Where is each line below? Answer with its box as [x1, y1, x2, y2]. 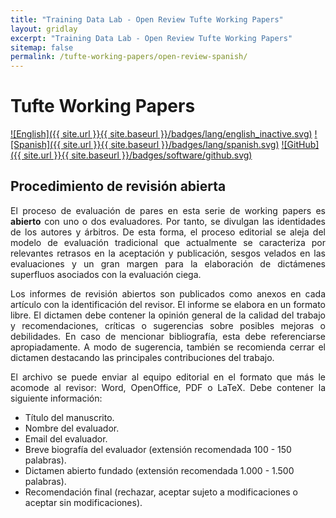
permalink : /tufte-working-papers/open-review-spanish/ [10, 52, 248, 62]
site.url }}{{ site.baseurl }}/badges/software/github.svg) [23, 149, 253, 161]
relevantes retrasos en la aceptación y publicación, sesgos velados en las [10, 247, 326, 259]
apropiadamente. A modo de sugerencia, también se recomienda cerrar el [10, 341, 326, 353]
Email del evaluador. [24, 432, 108, 445]
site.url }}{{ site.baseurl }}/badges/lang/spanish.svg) [63, 139, 280, 151]
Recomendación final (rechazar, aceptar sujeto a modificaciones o [24, 486, 298, 498]
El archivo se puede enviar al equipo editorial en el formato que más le [10, 371, 326, 383]
